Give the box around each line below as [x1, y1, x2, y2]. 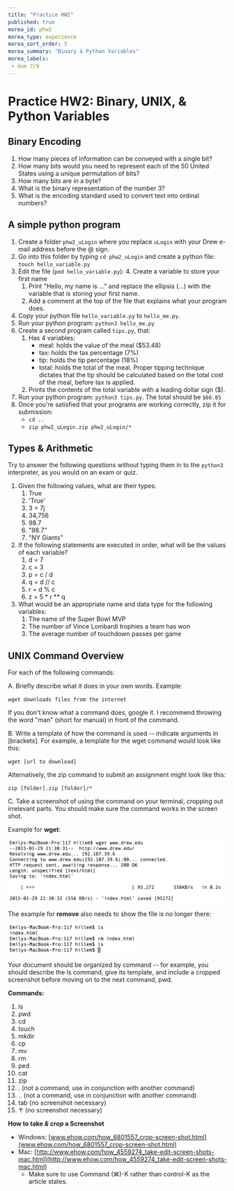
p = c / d [28, 571, 53, 579]
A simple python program [8, 219, 121, 231]
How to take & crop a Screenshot [8, 1119, 104, 1128]
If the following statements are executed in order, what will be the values [17, 541, 226, 549]
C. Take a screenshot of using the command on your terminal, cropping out [8, 797, 224, 805]
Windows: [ [17, 1133, 51, 1142]
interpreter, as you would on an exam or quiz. [8, 468, 138, 477]
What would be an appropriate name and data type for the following [17, 600, 213, 608]
